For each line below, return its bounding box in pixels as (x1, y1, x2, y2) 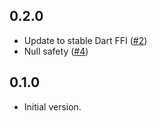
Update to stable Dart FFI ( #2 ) (23, 34, 148, 46)
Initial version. (23, 100, 82, 113)
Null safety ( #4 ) (23, 45, 89, 57)
